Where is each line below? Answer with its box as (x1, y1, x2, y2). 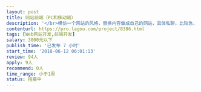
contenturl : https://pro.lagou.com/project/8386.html (6, 25, 145, 32)
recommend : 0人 (6, 65, 44, 71)
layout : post (6, 8, 39, 15)
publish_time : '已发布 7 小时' (6, 43, 81, 49)
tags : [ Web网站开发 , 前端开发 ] (6, 31, 76, 38)
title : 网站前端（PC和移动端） (6, 15, 76, 21)
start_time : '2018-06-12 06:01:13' (6, 48, 96, 54)
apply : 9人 (6, 59, 33, 65)
